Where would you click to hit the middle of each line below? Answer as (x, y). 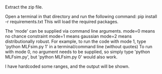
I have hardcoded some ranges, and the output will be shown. (67, 66)
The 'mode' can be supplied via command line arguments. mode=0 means (80, 31)
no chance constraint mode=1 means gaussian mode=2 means (69, 36)
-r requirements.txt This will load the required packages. (62, 22)
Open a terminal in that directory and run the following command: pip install (81, 16)
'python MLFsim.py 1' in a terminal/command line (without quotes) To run (79, 46)
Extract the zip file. (24, 7)
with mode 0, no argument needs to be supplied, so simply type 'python (78, 52)
